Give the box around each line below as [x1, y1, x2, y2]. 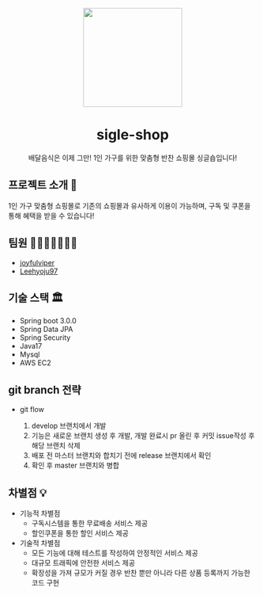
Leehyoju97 [19, 266, 58, 276]
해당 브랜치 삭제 [31, 441, 81, 451]
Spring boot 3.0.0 [19, 316, 77, 326]
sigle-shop [96, 126, 170, 144]
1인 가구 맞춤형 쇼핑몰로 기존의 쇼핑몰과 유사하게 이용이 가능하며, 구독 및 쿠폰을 [8, 200, 251, 210]
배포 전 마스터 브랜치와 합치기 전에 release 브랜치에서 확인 [31, 451, 212, 460]
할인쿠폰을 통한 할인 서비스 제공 [31, 528, 129, 538]
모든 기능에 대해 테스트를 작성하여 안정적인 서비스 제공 [31, 548, 199, 558]
